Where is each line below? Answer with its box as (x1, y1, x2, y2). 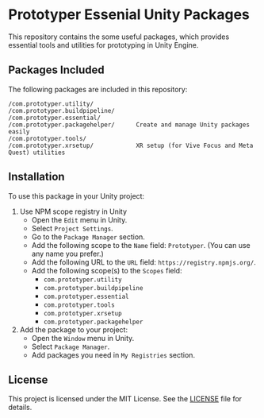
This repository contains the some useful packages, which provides (8, 32, 230, 41)
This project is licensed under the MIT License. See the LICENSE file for (8, 394, 243, 404)
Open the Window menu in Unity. (31, 333, 135, 343)
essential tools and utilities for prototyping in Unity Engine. (8, 40, 199, 49)
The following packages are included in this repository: (8, 84, 188, 94)
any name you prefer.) (31, 249, 105, 258)
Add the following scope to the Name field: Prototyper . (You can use (31, 240, 251, 250)
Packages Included (8, 64, 105, 77)
